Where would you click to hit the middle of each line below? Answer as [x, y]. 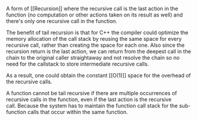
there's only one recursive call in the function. [62, 21]
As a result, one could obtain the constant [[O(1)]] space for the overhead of [98, 75]
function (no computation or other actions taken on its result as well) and [94, 15]
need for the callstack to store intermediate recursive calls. [78, 64]
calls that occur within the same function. [78, 112]
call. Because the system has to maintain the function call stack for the [92, 106]
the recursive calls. [29, 82]
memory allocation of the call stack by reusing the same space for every [94, 39]
